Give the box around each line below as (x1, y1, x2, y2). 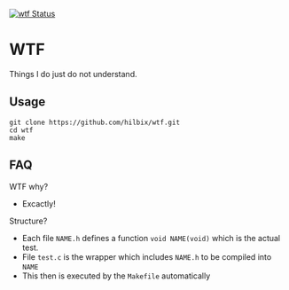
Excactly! (21, 198, 56, 208)
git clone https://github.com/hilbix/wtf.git (9, 118, 180, 127)
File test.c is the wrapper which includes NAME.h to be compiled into (21, 251, 272, 262)
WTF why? (9, 181, 49, 192)
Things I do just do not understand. (9, 68, 137, 79)
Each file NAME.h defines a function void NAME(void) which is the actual (21, 232, 281, 243)
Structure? (9, 216, 48, 226)
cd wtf (9, 125, 34, 135)
